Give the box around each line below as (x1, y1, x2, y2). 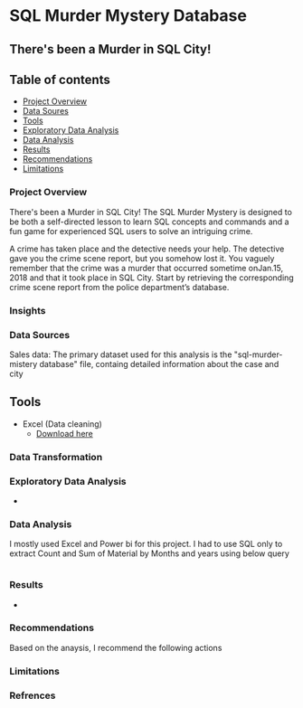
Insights (9, 304, 46, 316)
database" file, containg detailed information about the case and (39, 358, 279, 369)
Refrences (9, 689, 56, 702)
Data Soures (22, 106, 70, 117)
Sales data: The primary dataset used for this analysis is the (9, 349, 232, 360)
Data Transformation (9, 450, 103, 463)
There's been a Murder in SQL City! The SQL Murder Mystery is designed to (9, 206, 292, 217)
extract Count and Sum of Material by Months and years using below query (9, 548, 289, 559)
